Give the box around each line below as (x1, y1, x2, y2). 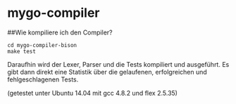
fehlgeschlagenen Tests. (7, 75, 79, 84)
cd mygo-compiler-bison (7, 41, 77, 48)
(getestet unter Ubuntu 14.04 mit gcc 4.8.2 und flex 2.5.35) (7, 89, 178, 97)
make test (7, 48, 37, 55)
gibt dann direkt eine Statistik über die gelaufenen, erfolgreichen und (7, 67, 208, 76)
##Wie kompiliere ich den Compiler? (7, 28, 113, 37)
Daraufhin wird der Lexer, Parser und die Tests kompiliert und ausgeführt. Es (7, 60, 230, 68)
